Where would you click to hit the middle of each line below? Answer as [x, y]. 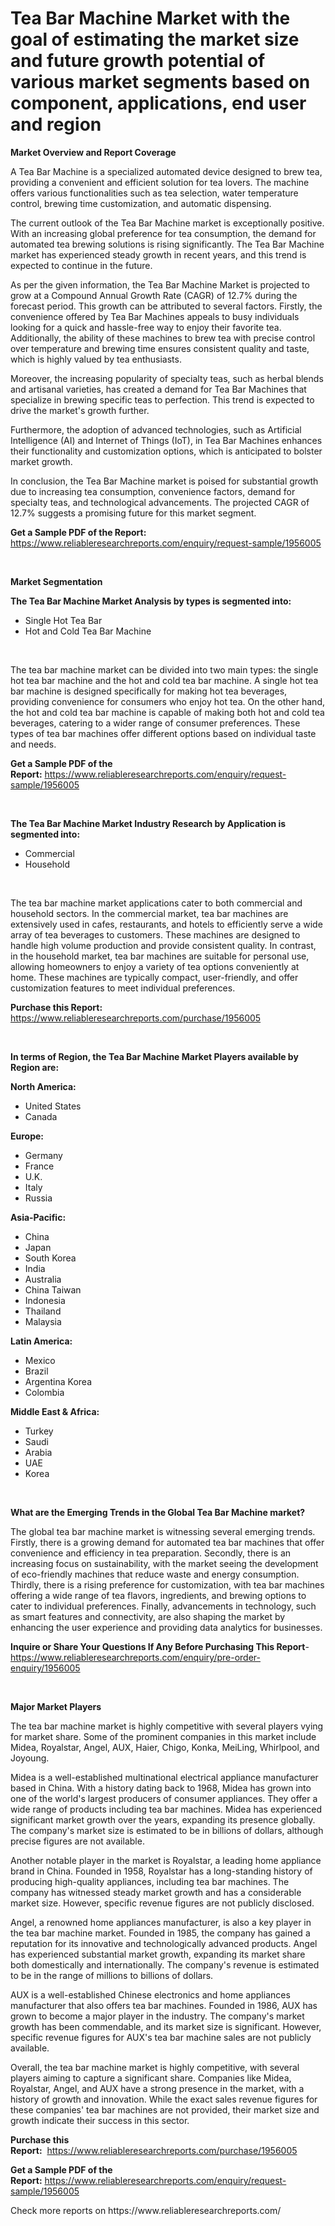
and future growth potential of [138, 61]
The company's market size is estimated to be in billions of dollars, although [167, 1830]
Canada [41, 1116]
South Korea [50, 1258]
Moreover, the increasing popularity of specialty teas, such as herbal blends [167, 378]
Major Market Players [56, 1706]
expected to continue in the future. [81, 265]
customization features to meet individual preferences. [123, 988]
